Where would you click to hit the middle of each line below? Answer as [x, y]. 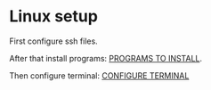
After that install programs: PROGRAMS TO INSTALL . [106, 58]
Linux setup [53, 16]
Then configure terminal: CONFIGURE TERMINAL [99, 75]
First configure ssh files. [53, 41]
